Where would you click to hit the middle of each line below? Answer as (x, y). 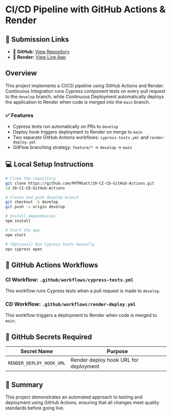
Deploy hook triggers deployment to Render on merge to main (77, 132)
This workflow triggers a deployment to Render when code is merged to (81, 315)
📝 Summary (24, 384)
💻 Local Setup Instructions (49, 164)
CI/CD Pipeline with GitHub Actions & (85, 10)
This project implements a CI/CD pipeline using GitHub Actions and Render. (85, 85)
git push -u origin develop (35, 207)
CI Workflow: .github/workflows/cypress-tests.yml (70, 279)
